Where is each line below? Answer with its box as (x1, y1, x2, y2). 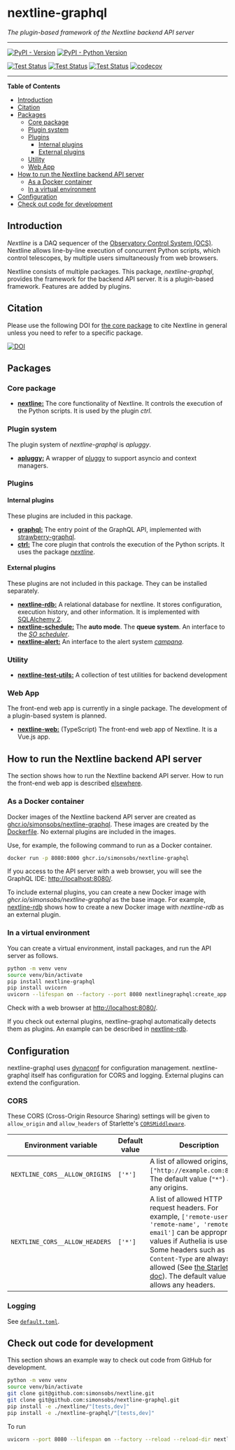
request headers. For (149, 1203, 219, 1213)
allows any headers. (149, 1280, 215, 1290)
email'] (149, 1229, 176, 1237)
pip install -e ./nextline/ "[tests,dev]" (7, 1403, 130, 1410)
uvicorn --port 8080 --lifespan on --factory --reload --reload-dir (7, 1435, 211, 1443)
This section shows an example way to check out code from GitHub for (7, 1356, 212, 1364)
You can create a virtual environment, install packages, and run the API (7, 944, 212, 952)
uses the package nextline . (17, 547, 96, 556)
